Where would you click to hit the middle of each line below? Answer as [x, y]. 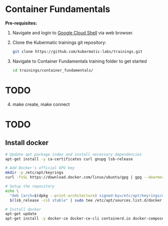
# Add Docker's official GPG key [40, 168]
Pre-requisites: [21, 23]
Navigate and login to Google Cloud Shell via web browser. [73, 32]
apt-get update [21, 214]
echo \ [12, 191]
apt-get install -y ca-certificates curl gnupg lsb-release [69, 159]
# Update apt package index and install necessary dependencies [73, 154]
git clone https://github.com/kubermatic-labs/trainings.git [77, 51]
